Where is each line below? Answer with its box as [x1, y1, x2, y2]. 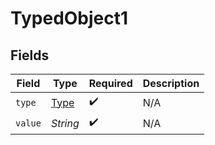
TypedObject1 [10, 7, 129, 30]
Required [88, 77, 133, 90]
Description [142, 77, 200, 90]
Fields [10, 47, 50, 64]
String [50, 116, 80, 130]
